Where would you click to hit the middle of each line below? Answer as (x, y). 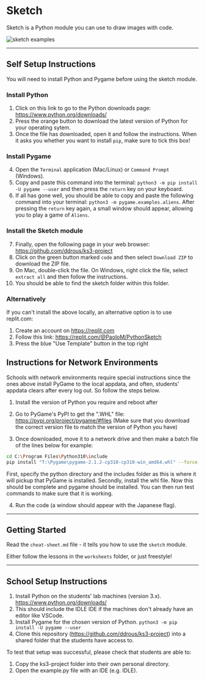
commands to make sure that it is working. (60, 493)
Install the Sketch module (45, 231)
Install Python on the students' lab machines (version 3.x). (88, 596)
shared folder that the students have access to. (74, 640)
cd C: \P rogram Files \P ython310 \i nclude (57, 456)
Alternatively (26, 298)
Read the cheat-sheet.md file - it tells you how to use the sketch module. (97, 544)
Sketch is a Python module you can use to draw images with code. (90, 27)
